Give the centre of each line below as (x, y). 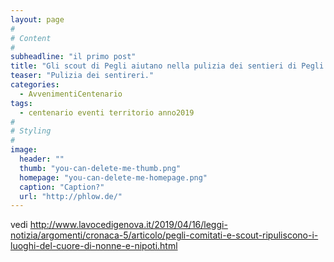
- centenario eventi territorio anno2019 (107, 112)
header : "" (42, 159)
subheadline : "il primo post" (73, 57)
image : (24, 150)
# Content (31, 38)
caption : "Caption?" (62, 187)
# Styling (31, 131)
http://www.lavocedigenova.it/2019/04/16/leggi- (128, 225)
